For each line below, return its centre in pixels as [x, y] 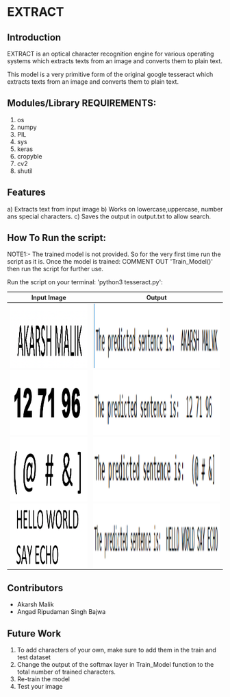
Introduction [34, 37]
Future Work [34, 633]
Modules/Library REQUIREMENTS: [82, 103]
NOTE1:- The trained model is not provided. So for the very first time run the [114, 254]
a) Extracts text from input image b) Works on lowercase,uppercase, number [115, 209]
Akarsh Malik [35, 604]
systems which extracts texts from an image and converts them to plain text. [115, 61]
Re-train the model [43, 679]
